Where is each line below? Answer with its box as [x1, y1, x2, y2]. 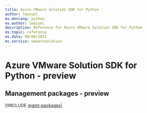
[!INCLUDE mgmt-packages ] [5, 102, 62, 108]
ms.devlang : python [5, 16, 45, 21]
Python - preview [5, 70, 76, 81]
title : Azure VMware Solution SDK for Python [5, 7, 99, 12]
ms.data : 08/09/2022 [5, 35, 47, 39]
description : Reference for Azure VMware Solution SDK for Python [5, 25, 143, 30]
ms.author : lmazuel [5, 20, 45, 26]
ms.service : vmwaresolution [5, 39, 62, 44]
